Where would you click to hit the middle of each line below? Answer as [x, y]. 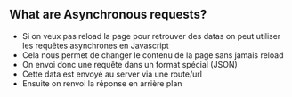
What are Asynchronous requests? [108, 15]
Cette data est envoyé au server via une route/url [112, 74]
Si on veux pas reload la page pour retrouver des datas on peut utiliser [151, 36]
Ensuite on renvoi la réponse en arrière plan [102, 83]
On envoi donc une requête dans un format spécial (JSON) [130, 64]
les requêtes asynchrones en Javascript [95, 45]
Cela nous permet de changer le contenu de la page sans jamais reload [153, 55]
